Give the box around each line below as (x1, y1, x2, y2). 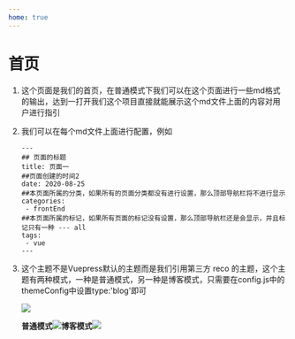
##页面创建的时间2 (20, 172, 80, 181)
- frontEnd (25, 204, 65, 213)
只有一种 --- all (27, 223, 87, 232)
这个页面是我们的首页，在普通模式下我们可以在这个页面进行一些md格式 (20, 85, 281, 96)
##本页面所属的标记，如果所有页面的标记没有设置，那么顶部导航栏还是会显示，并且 (20, 213, 279, 222)
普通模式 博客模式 (20, 320, 93, 331)
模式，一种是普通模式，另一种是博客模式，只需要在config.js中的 (51, 274, 285, 284)
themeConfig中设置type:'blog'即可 (20, 285, 147, 296)
